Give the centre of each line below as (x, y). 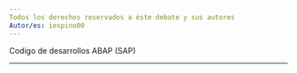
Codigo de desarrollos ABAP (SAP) (72, 50)
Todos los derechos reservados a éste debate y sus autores (122, 17)
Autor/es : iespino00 (47, 26)
